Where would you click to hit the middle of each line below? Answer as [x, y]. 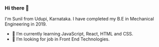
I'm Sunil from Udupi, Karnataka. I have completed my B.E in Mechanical [79, 19]
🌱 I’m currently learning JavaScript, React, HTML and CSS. [72, 34]
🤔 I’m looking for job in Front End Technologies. [61, 39]
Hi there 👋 [17, 8]
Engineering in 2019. [26, 24]
